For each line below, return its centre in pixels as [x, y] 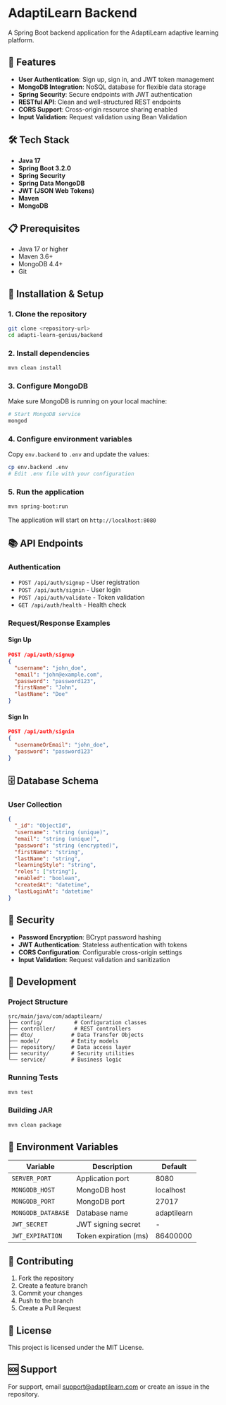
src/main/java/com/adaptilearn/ [55, 1016]
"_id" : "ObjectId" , [43, 826]
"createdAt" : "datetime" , [52, 885]
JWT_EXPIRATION [37, 1236]
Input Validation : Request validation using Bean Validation [102, 117]
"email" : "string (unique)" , [57, 838]
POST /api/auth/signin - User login [69, 589]
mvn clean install [35, 368]
